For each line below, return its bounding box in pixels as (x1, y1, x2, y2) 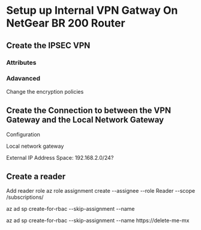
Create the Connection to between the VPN (6, 106, 171, 116)
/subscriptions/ (6, 193, 44, 201)
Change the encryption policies (6, 88, 84, 95)
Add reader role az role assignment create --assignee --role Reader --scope (6, 187, 196, 195)
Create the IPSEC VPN (6, 40, 91, 50)
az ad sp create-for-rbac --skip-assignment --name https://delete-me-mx (6, 217, 190, 224)
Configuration (6, 130, 41, 138)
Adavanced (6, 74, 41, 83)
